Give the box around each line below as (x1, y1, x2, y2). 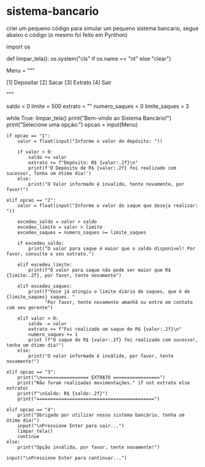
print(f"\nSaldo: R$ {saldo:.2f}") (17, 390, 108, 396)
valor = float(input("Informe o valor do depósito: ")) (17, 138, 163, 144)
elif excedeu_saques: (17, 283, 72, 289)
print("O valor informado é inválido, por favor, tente (28, 353, 174, 359)
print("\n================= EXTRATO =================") (17, 374, 166, 380)
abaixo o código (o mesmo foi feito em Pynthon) (6, 31, 128, 38)
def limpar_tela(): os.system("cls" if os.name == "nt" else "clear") (6, 55, 171, 62)
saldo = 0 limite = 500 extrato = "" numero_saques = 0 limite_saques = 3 (6, 102, 190, 110)
